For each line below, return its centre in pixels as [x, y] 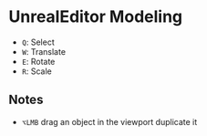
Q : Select [38, 42]
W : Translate [43, 51]
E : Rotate [38, 61]
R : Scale [36, 71]
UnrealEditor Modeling [96, 17]
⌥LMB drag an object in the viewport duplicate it [109, 121]
